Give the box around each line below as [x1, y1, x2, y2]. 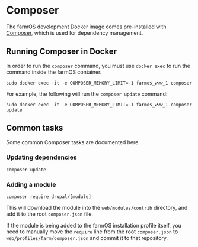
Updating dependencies [6, 153, 77, 161]
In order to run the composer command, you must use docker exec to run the [6, 62, 191, 69]
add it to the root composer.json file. [6, 210, 94, 217]
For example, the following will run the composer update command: [6, 90, 168, 97]
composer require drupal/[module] [6, 194, 92, 200]
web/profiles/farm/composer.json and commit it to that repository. [6, 235, 168, 242]
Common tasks [6, 123, 63, 133]
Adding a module [6, 180, 56, 188]
